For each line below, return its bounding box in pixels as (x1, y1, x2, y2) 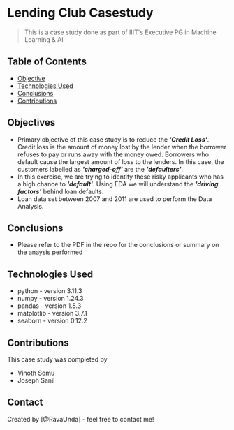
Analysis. (17, 202, 44, 210)
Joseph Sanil (17, 376, 55, 385)
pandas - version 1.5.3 (17, 302, 82, 310)
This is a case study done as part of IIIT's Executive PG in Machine (24, 28, 217, 36)
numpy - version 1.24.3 (17, 295, 84, 303)
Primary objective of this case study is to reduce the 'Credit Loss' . (17, 135, 210, 144)
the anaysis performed (17, 248, 83, 256)
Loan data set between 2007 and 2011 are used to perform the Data (17, 194, 212, 203)
